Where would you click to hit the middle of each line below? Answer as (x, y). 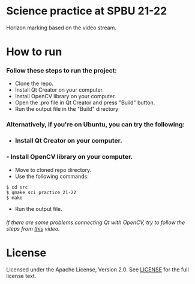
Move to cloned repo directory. (53, 170)
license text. (21, 276)
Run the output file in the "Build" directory (67, 109)
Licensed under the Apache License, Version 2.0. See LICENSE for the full (97, 270)
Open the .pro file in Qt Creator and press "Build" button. (85, 102)
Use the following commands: (52, 176)
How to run (34, 52)
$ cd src (17, 187)
